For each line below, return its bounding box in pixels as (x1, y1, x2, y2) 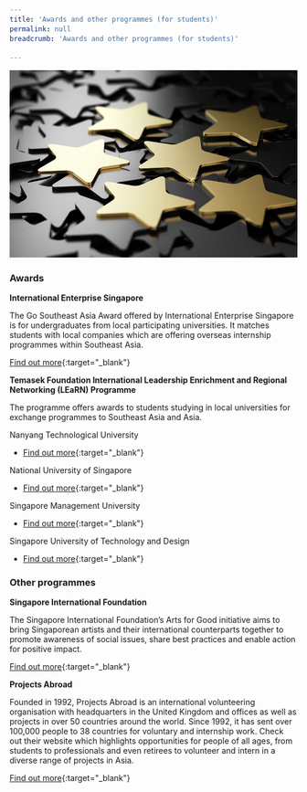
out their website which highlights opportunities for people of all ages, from (9, 735, 293, 746)
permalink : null (9, 24, 71, 34)
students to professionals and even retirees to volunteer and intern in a (9, 745, 276, 756)
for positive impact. (9, 644, 82, 655)
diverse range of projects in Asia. (9, 755, 134, 766)
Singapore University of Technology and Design (9, 535, 190, 547)
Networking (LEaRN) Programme (9, 385, 137, 396)
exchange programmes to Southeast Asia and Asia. (9, 412, 203, 423)
